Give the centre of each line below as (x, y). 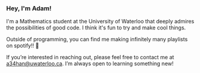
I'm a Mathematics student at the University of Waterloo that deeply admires (100, 22)
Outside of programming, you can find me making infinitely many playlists (97, 39)
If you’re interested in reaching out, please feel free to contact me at (90, 57)
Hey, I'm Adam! (29, 8)
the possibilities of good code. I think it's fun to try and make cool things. (96, 28)
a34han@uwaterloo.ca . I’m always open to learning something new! (90, 63)
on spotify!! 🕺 (23, 45)
